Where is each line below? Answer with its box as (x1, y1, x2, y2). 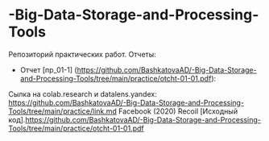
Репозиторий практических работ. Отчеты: (8, 49, 157, 59)
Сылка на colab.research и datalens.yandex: (8, 89, 157, 98)
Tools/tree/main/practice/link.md (8, 106, 117, 116)
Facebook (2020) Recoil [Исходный (118, 106, 238, 116)
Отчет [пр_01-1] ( (19, 64, 78, 74)
